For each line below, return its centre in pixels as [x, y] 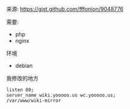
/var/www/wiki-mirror [34, 100]
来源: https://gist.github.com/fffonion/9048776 [65, 9]
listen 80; [20, 90]
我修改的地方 [22, 78]
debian [24, 66]
